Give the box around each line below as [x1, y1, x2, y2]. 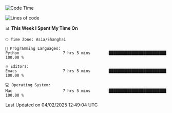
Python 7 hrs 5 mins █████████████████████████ [5, 50, 167, 55]
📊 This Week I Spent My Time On [5, 25, 78, 31]
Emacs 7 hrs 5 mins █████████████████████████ [5, 68, 167, 73]
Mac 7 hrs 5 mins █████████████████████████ [5, 88, 167, 93]
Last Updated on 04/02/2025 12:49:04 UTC [5, 102, 98, 108]
